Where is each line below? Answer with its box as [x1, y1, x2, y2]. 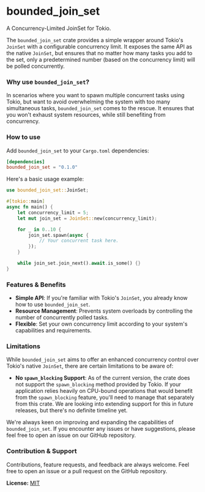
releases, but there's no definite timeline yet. [15, 407, 128, 414]
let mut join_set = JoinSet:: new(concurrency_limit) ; [17, 215, 157, 222]
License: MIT [6, 479, 40, 486]
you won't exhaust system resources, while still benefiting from [6, 111, 166, 119]
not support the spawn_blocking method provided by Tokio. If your [15, 381, 182, 388]
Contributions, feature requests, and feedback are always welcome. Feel [6, 461, 190, 468]
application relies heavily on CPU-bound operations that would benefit [15, 387, 193, 395]
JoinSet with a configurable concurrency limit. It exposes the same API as [6, 43, 193, 50]
